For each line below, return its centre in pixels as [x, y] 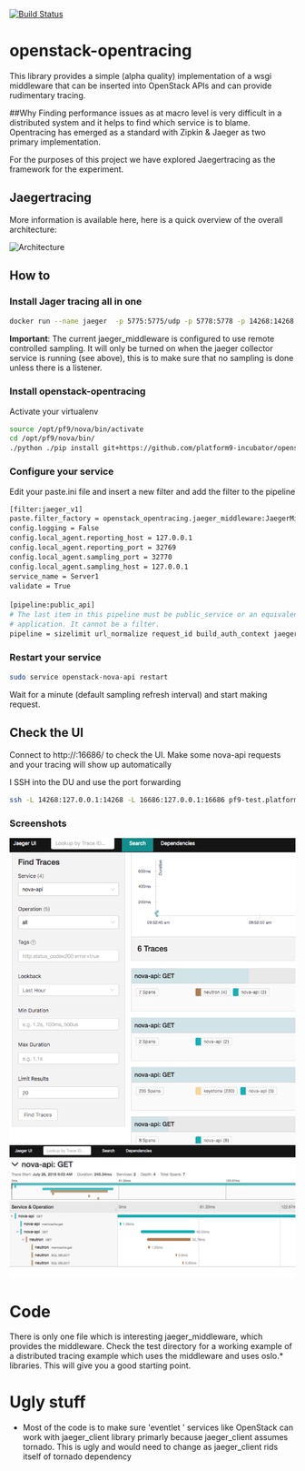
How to [30, 276]
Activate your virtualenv [54, 411]
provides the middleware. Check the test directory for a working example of [151, 1346]
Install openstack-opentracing [78, 391]
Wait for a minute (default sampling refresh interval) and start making [138, 694]
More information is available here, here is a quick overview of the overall [146, 219]
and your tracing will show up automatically [91, 764]
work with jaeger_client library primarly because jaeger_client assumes [155, 1437]
